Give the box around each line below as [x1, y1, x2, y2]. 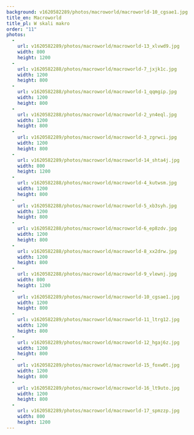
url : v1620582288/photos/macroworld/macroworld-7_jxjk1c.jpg [17, 66, 177, 72]
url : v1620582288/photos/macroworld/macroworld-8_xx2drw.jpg [17, 248, 177, 254]
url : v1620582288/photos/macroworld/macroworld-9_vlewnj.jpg [17, 271, 177, 278]
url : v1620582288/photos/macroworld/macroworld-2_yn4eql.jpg [17, 112, 177, 118]
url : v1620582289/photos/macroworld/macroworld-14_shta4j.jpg [17, 157, 180, 163]
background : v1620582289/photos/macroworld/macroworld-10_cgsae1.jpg [6, 9, 188, 15]
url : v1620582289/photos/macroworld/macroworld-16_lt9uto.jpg [17, 385, 180, 391]
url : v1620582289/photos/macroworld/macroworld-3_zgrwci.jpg [17, 134, 177, 141]
